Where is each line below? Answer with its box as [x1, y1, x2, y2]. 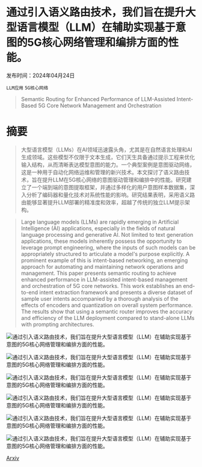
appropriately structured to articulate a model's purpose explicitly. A [20, 250, 190, 257]
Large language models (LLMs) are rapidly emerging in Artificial [20, 218, 179, 225]
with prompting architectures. [20, 321, 94, 328]
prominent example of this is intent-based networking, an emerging [20, 257, 188, 264]
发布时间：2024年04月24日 [6, 72, 75, 79]
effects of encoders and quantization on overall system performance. [20, 301, 193, 309]
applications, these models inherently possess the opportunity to [20, 237, 182, 245]
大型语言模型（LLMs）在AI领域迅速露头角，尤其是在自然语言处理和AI [20, 146, 192, 153]
